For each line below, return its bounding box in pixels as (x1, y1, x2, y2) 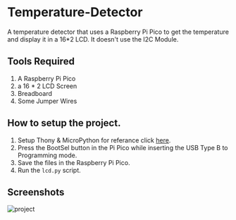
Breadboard (17, 89, 53, 97)
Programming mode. (17, 151, 77, 159)
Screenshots (7, 186, 65, 198)
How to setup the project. (7, 117, 121, 129)
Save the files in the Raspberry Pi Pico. (17, 158, 130, 166)
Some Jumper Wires (17, 97, 77, 105)
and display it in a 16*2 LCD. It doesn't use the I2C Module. (7, 35, 179, 43)
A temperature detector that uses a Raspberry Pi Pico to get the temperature (7, 28, 229, 36)
